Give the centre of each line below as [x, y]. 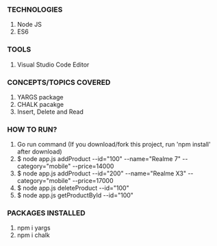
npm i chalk [33, 235]
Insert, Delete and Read [50, 112]
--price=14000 [93, 167]
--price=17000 [93, 181]
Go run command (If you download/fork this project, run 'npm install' [114, 145]
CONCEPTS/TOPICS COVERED [59, 82]
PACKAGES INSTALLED [46, 213]
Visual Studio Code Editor [53, 64]
